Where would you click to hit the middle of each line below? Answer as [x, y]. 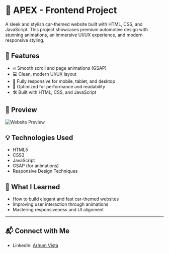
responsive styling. [25, 40]
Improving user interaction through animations [60, 204]
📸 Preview [21, 110]
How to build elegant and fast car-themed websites [66, 199]
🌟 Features [22, 56]
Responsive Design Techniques [45, 171]
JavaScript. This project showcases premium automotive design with [77, 29]
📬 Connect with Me [37, 231]
